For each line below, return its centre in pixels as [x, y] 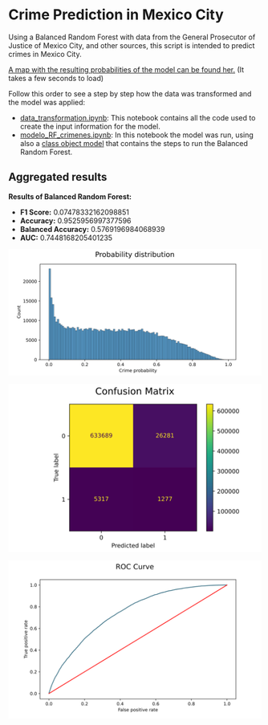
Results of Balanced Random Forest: [70, 196]
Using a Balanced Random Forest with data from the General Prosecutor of [132, 37]
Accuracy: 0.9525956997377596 [75, 220]
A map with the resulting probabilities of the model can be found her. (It [126, 69]
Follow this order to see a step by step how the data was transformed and [130, 93]
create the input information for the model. [90, 126]
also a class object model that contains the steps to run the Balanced [134, 143]
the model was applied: [47, 102]
